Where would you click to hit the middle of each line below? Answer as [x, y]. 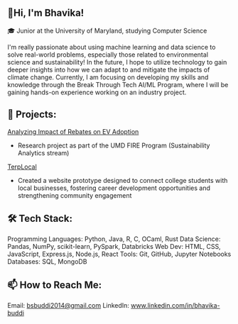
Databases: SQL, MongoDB [47, 262]
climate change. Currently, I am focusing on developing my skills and [108, 77]
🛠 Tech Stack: [40, 219]
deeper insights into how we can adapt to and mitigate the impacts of [109, 69]
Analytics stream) [43, 152]
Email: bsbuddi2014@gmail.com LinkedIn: [69, 306]
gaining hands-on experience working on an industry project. [97, 92]
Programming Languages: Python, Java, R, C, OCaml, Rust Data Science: [114, 239]
